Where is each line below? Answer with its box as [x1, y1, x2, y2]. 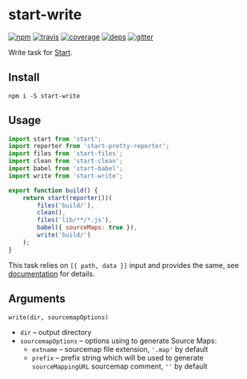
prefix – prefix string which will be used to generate [31, 353, 204, 362]
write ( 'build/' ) [37, 231, 91, 239]
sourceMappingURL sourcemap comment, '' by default [31, 361, 208, 371]
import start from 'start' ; [8, 134, 102, 143]
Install [8, 70, 40, 85]
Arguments [8, 292, 66, 305]
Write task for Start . [8, 47, 74, 57]
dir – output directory [19, 327, 92, 337]
